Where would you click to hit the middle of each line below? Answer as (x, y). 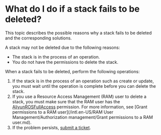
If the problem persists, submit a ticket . (52, 127)
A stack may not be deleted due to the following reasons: (63, 47)
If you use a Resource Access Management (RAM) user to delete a (79, 96)
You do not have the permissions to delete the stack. (65, 62)
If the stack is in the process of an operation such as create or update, (83, 81)
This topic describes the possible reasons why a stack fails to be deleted (78, 33)
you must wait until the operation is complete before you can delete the (84, 86)
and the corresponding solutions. (38, 38)
